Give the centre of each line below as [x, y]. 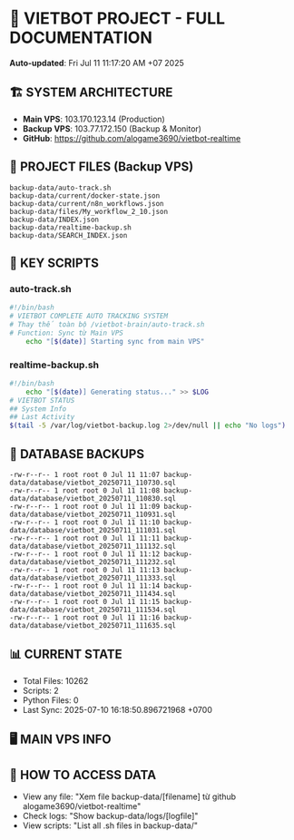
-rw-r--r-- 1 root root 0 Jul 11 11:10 [85, 522]
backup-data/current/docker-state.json [85, 195]
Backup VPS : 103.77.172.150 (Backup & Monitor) [112, 128]
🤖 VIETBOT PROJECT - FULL [117, 19]
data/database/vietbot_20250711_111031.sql [93, 530]
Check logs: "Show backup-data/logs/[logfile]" [110, 816]
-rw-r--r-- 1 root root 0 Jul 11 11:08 [85, 490]
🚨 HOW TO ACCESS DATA [83, 775]
